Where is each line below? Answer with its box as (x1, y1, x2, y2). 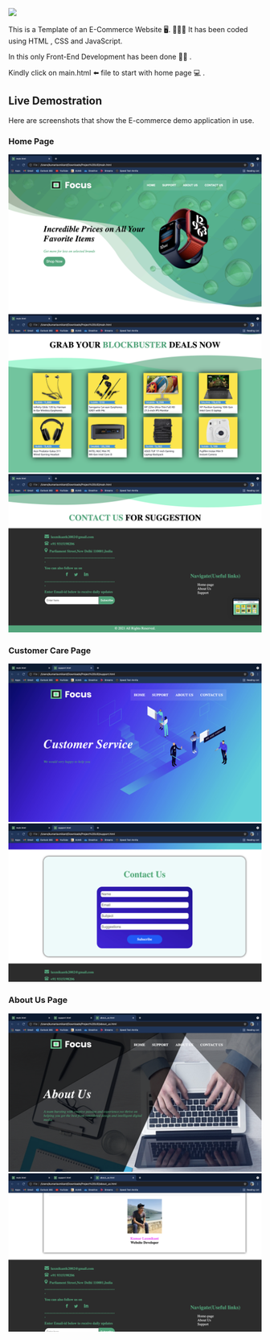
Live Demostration (8, 94, 103, 108)
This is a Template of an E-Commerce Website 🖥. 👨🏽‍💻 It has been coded (8, 25, 248, 34)
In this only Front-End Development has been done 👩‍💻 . (8, 52, 192, 61)
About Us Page (8, 994, 68, 1005)
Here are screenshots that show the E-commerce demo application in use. (8, 115, 255, 125)
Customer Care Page (8, 645, 91, 656)
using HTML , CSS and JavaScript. (8, 36, 123, 46)
